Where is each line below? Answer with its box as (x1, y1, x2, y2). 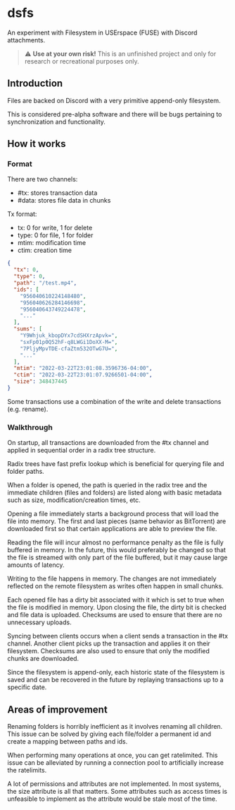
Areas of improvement (7, 703, 108, 715)
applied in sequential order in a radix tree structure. (7, 446, 156, 455)
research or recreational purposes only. (24, 56, 139, 65)
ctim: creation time (17, 246, 72, 255)
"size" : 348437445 (13, 378, 68, 386)
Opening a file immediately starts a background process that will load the (7, 510, 220, 518)
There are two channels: (7, 175, 78, 184)
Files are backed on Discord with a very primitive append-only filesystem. (7, 96, 221, 105)
